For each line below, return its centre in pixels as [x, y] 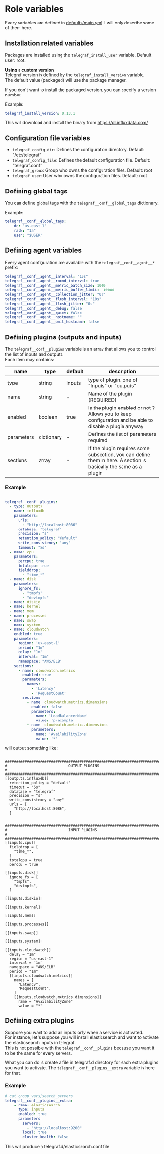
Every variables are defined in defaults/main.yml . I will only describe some [80, 23]
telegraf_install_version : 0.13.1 [40, 113]
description [122, 372]
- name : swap [23, 621]
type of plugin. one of [113, 380]
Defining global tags [37, 191]
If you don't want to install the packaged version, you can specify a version [81, 90]
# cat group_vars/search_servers [39, 1096]
